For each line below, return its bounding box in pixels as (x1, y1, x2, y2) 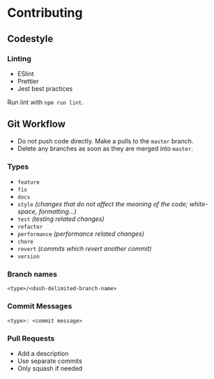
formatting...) (38, 207, 77, 215)
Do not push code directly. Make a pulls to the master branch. (17, 136, 194, 145)
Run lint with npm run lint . (7, 98, 84, 106)
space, (17, 207, 38, 215)
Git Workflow (7, 118, 66, 130)
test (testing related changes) (17, 215, 105, 223)
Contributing (7, 5, 83, 21)
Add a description (17, 349, 69, 357)
